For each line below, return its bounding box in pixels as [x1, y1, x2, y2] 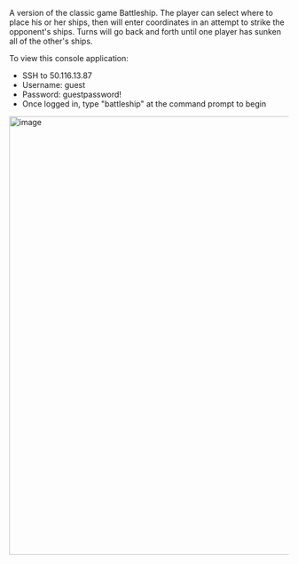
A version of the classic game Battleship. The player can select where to [9, 8, 273, 18]
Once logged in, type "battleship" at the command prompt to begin [21, 99, 267, 109]
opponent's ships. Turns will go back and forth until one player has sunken [9, 27, 282, 36]
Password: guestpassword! [21, 89, 122, 99]
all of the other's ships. [9, 36, 93, 46]
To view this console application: [9, 53, 129, 63]
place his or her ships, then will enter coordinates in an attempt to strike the [9, 17, 286, 28]
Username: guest [21, 80, 86, 90]
